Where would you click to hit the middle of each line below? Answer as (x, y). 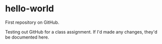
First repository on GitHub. (32, 22)
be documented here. (27, 37)
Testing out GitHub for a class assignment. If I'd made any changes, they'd (81, 32)
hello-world (30, 9)
